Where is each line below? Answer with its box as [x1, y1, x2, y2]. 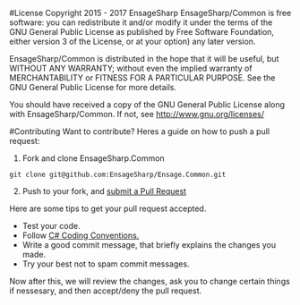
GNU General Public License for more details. [9, 82, 177, 92]
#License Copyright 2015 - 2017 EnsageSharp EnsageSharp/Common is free [9, 8, 292, 18]
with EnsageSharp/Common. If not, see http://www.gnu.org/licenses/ [9, 109, 265, 119]
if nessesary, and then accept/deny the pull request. [9, 285, 202, 296]
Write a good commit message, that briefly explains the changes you [21, 240, 276, 250]
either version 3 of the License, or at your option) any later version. [9, 36, 256, 47]
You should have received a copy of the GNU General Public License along [9, 99, 285, 110]
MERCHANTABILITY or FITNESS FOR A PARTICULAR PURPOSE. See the [9, 72, 276, 83]
